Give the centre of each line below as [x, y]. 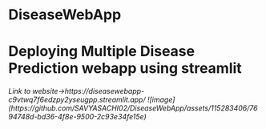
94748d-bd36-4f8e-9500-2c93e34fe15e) [77, 116]
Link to [20, 91]
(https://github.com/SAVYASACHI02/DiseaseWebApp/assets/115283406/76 [133, 108]
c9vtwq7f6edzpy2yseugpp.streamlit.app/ [77, 99]
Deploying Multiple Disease [101, 52]
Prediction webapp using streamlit [125, 69]
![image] [161, 99]
